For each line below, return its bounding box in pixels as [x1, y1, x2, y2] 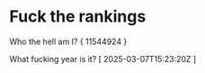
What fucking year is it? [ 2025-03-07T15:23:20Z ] [9, 53, 197, 64]
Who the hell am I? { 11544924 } [9, 36, 128, 47]
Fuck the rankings [9, 6, 147, 27]
